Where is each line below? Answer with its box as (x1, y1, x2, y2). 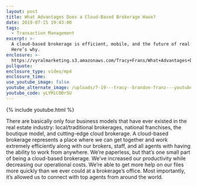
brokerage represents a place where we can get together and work (6, 136, 168, 143)
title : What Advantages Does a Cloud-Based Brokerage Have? (6, 14, 157, 20)
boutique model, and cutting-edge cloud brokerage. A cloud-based (6, 130, 169, 137)
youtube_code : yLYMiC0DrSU (6, 90, 72, 96)
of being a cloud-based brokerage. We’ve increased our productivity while (6, 154, 186, 161)
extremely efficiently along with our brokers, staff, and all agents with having (6, 142, 191, 149)
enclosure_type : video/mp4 (6, 68, 72, 74)
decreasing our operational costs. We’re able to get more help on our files (6, 161, 184, 168)
